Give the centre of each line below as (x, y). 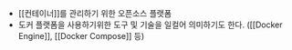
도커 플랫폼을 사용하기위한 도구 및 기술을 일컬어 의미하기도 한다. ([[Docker (150, 25)
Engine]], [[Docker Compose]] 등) (81, 36)
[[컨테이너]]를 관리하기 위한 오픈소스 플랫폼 (94, 13)
